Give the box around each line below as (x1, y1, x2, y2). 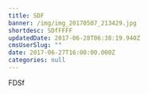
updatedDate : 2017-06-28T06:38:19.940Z (8, 33, 141, 42)
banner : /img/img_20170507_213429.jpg (8, 19, 137, 27)
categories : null (8, 57, 66, 65)
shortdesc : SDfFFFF (8, 26, 73, 34)
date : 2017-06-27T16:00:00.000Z (8, 49, 115, 57)
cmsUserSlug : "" (8, 41, 62, 49)
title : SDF (8, 11, 45, 20)
